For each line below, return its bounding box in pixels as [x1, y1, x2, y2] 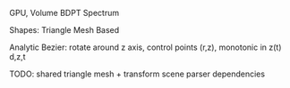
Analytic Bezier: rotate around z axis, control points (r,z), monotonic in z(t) [9, 42, 282, 52]
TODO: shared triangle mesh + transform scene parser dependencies [9, 68, 266, 79]
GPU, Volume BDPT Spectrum [9, 8, 119, 18]
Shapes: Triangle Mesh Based [9, 25, 120, 35]
